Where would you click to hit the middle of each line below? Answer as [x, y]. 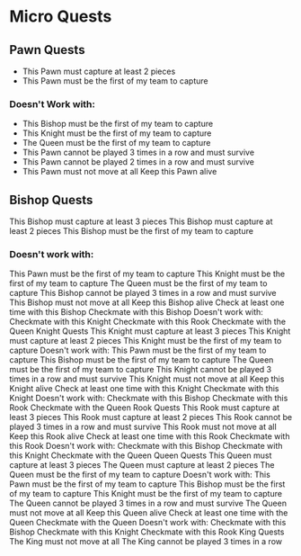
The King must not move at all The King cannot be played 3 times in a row [146, 542]
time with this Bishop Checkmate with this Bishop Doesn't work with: [136, 312]
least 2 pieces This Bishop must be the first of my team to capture [132, 231]
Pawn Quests [47, 50]
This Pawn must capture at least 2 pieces [99, 71]
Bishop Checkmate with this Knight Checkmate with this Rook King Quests [147, 532]
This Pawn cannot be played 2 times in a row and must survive [138, 162]
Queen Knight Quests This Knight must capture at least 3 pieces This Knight [150, 331]
